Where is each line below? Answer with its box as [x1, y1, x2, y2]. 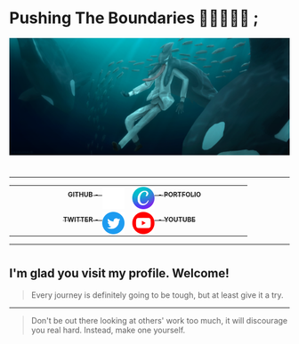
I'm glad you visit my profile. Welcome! [9, 266, 230, 281]
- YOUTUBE [158, 215, 196, 224]
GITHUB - [68, 190, 100, 199]
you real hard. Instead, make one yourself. [30, 324, 186, 335]
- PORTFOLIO [158, 190, 202, 199]
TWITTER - [62, 215, 100, 224]
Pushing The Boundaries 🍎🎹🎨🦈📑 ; [9, 8, 260, 28]
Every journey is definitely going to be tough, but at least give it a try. [30, 289, 284, 300]
